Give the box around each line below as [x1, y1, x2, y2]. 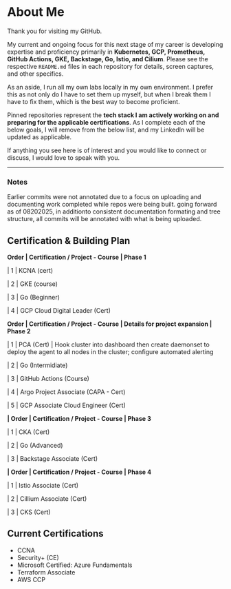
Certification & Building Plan [7, 235, 131, 247]
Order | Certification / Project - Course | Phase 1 [7, 253, 146, 262]
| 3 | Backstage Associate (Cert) [7, 455, 98, 463]
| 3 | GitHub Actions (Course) [7, 375, 89, 383]
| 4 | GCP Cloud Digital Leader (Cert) [7, 307, 111, 315]
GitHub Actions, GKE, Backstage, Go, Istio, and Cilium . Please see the [7, 54, 208, 63]
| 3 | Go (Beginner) [7, 293, 60, 302]
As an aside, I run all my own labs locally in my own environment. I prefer [7, 83, 214, 91]
